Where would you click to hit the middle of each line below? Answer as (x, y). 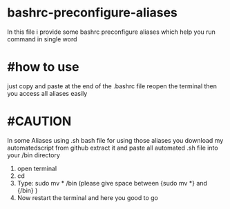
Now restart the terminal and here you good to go (88, 197)
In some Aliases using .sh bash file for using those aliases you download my (115, 140)
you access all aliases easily (47, 93)
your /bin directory (34, 155)
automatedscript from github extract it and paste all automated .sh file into (113, 148)
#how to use (43, 67)
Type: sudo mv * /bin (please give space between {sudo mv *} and (112, 183)
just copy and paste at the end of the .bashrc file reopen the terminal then (112, 86)
